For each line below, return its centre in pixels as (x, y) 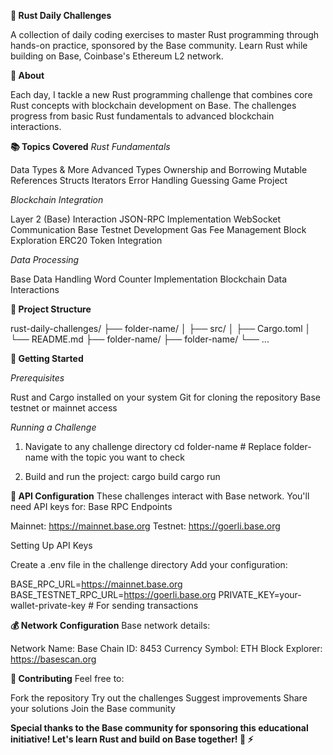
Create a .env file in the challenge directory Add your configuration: (149, 564)
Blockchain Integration (57, 199)
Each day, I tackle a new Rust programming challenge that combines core (161, 94)
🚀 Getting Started (47, 358)
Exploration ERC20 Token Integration (86, 240)
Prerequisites (37, 378)
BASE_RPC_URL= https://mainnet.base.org (96, 584)
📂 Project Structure (51, 309)
